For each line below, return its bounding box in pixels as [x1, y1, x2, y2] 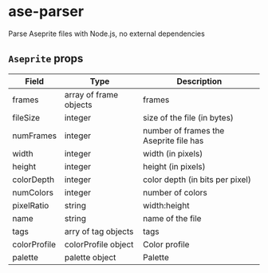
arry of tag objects [64, 226, 134, 237]
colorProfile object [64, 239, 134, 250]
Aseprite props [8, 52, 84, 65]
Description [176, 75, 223, 86]
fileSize [12, 112, 41, 123]
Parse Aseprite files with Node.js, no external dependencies [8, 29, 205, 38]
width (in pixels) [142, 148, 203, 159]
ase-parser [8, 2, 85, 21]
